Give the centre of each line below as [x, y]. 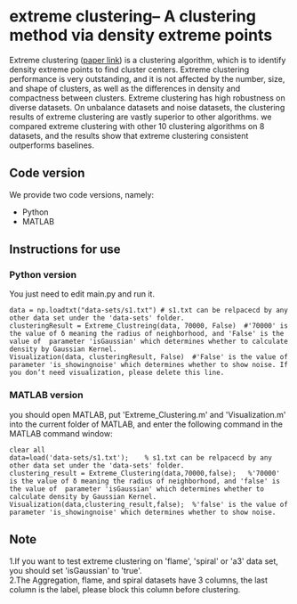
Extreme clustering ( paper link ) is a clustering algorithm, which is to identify [148, 60]
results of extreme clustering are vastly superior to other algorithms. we [140, 117]
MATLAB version [46, 396]
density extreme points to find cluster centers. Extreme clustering [129, 69]
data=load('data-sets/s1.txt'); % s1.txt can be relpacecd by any [141, 457]
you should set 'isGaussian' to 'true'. [76, 570]
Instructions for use [65, 250]
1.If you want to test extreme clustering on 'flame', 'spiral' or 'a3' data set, [144, 561]
